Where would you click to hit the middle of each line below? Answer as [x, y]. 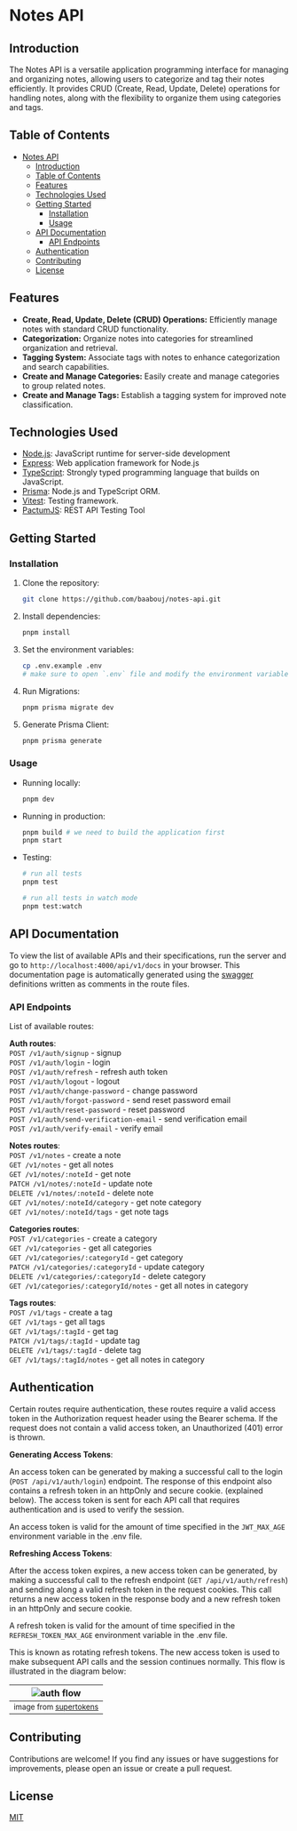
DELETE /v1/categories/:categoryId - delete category [108, 1275]
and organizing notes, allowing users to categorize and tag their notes [137, 79]
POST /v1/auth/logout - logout [65, 1081]
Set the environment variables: [78, 649]
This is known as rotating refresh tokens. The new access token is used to [145, 1652]
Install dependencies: [61, 616]
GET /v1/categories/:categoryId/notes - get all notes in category [129, 1285]
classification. [47, 404]
